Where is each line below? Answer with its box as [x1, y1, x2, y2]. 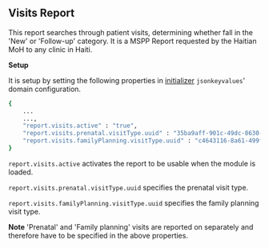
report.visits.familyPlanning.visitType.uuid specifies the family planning [8, 198, 259, 207]
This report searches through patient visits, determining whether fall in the [8, 27, 254, 37]
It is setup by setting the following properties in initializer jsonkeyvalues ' [8, 75, 246, 85]
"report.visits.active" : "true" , [22, 122, 138, 130]
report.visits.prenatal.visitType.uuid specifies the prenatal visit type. [8, 182, 249, 192]
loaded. [8, 167, 34, 177]
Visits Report [8, 6, 74, 20]
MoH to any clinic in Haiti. [8, 44, 93, 54]
